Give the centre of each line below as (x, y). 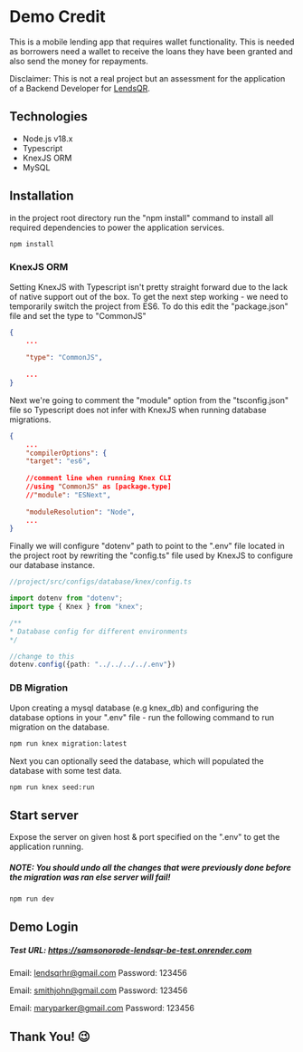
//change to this (42, 656)
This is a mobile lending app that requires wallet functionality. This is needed (152, 42)
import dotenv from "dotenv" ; (66, 598)
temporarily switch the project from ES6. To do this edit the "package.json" (149, 306)
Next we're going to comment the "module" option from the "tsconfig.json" (149, 400)
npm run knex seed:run (52, 787)
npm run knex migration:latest (68, 743)
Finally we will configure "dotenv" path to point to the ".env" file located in (147, 546)
